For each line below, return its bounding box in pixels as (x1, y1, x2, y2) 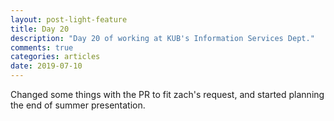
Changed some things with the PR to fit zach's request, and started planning (10, 89, 325, 100)
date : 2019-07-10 (10, 61, 83, 71)
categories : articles (10, 52, 101, 62)
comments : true (10, 42, 74, 53)
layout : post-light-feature (10, 14, 128, 25)
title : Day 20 (10, 24, 70, 34)
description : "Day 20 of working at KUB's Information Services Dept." (10, 33, 315, 43)
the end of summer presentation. (10, 99, 146, 111)
